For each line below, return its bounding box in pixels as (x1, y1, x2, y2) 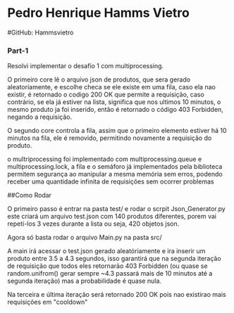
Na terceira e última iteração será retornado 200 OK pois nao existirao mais (7, 290, 227, 299)
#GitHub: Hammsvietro (7, 28, 74, 37)
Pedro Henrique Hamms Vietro (7, 5, 190, 21)
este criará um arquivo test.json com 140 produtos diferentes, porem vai (7, 212, 217, 221)
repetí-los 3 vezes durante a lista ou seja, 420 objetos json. (7, 219, 180, 228)
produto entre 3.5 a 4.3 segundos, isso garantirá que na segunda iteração (7, 255, 221, 263)
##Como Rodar (7, 191, 51, 200)
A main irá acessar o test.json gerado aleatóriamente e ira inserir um (7, 247, 206, 255)
